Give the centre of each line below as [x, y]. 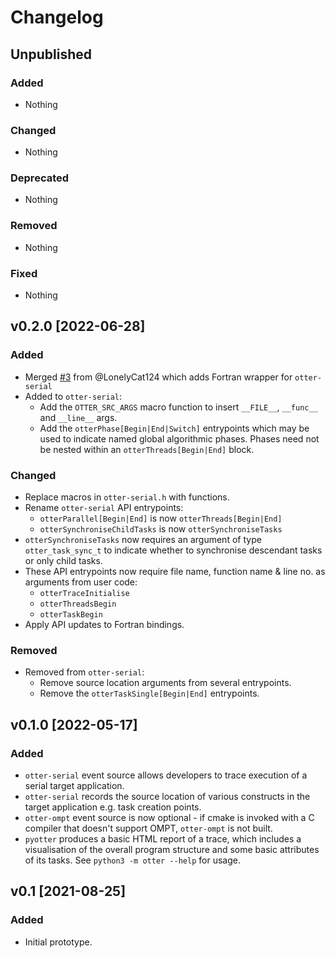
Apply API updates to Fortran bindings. [104, 625]
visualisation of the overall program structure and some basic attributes [172, 850]
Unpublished [51, 54]
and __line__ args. [78, 417]
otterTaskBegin [71, 615]
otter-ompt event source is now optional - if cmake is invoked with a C [169, 818]
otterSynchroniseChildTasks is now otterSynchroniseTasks [161, 529]
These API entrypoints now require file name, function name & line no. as [175, 572]
